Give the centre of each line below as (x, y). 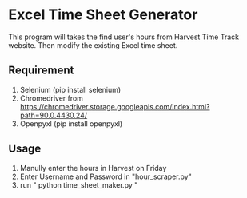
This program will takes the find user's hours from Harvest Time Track (124, 37)
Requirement (41, 71)
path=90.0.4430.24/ (54, 115)
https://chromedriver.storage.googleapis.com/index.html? (115, 106)
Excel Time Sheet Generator (103, 15)
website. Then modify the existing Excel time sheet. (93, 45)
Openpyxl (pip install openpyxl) (71, 123)
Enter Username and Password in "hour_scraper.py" (106, 176)
